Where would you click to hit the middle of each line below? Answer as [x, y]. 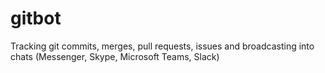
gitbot [36, 18]
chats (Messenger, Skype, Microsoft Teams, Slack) [115, 56]
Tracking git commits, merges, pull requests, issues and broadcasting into [162, 46]
